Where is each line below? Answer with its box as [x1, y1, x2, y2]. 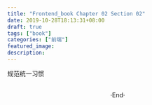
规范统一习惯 [7, 69, 44, 78]
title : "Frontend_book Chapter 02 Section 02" [7, 10, 146, 17]
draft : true [7, 23, 42, 30]
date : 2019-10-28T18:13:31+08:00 [7, 17, 105, 24]
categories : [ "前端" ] [7, 36, 69, 43]
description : [7, 50, 46, 57]
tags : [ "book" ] [7, 29, 52, 37]
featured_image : [7, 43, 55, 50]
